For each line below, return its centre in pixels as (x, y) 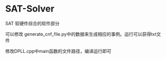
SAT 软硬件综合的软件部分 (32, 23)
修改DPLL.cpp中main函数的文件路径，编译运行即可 (58, 51)
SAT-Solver (30, 9)
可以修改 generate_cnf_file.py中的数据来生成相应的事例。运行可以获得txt (81, 34)
